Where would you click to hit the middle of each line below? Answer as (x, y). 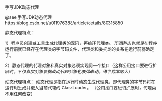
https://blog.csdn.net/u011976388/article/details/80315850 (64, 23)
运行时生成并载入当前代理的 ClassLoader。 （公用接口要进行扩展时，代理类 (81, 88)
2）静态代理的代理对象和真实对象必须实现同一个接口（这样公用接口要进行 (79, 65)
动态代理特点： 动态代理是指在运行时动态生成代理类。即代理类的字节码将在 (80, 82)
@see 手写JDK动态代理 (28, 17)
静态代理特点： (20, 33)
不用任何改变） (20, 94)
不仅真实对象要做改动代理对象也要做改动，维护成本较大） (75, 71)
